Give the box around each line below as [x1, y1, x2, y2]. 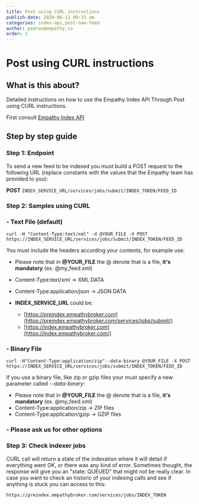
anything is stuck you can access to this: [6, 480, 106, 487]
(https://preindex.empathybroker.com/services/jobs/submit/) [23, 317, 173, 325]
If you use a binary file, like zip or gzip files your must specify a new [6, 374, 173, 381]
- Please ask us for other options [6, 425, 102, 434]
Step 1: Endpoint [6, 149, 55, 157]
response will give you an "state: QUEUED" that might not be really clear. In [6, 468, 191, 475]
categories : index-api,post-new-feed [6, 20, 100, 26]
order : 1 [6, 31, 28, 37]
